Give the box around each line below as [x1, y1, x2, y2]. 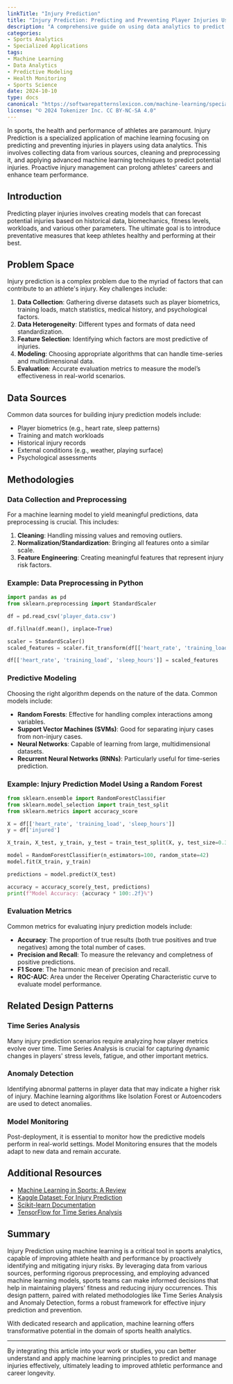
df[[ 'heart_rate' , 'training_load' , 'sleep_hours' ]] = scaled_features [7, 657, 218, 664]
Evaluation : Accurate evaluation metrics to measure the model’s [17, 364, 201, 373]
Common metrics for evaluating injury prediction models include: [7, 922, 193, 930]
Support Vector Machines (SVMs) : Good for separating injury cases [17, 724, 214, 733]
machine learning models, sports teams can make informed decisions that [7, 1276, 218, 1285]
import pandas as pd [7, 594, 67, 601]
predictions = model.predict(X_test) [7, 870, 116, 878]
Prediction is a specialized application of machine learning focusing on [7, 133, 209, 142]
